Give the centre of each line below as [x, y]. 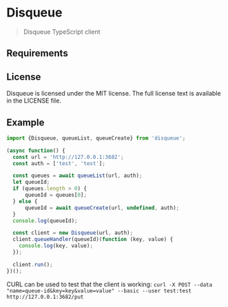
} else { [25, 201]
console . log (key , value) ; [56, 246]
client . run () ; [33, 264]
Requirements [37, 53]
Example [25, 122]
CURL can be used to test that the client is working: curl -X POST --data [110, 284]
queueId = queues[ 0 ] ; [56, 195]
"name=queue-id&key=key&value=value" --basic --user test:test [99, 290]
